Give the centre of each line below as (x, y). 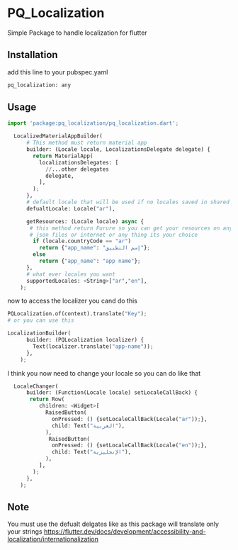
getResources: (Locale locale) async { (85, 221)
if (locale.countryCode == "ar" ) (82, 241)
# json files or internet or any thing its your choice (114, 235)
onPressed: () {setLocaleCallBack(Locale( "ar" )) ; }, (130, 419)
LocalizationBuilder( (39, 333)
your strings (25, 532)
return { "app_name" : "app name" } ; (90, 261)
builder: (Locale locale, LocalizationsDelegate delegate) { (118, 150)
